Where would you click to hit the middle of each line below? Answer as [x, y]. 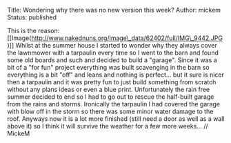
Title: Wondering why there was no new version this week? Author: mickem [114, 10]
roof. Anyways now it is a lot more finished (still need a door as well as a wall [116, 119]
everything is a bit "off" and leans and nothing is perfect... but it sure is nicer [115, 75]
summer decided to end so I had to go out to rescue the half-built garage [111, 97]
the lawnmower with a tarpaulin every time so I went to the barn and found [113, 53]
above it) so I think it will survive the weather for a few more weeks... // [108, 126]
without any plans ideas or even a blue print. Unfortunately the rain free [109, 89]
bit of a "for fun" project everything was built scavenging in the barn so [108, 67]
